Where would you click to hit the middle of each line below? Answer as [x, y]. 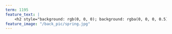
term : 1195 [17, 10]
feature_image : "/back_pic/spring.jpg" [48, 24]
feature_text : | [23, 14]
